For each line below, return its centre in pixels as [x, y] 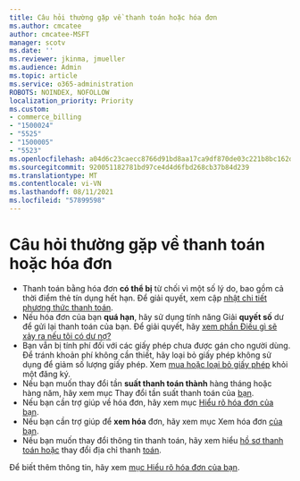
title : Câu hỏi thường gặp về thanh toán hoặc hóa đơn [113, 17]
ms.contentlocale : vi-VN [55, 184]
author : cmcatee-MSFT [50, 34]
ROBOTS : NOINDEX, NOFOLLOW [59, 92]
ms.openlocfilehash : [48, 159]
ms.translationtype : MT [54, 175]
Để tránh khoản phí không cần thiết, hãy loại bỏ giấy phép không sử [147, 355]
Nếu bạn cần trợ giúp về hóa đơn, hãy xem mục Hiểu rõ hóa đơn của [148, 402]
